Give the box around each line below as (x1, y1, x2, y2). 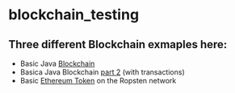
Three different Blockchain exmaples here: (8, 38, 228, 51)
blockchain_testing (8, 6, 140, 24)
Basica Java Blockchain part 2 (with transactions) (19, 67, 186, 77)
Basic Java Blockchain (19, 59, 95, 68)
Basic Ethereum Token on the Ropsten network (19, 76, 177, 85)
